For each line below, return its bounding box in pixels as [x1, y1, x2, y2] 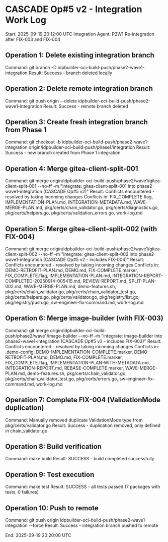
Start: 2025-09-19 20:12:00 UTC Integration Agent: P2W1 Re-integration [5, 31, 155, 37]
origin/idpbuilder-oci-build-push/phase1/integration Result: [28, 144, 151, 150]
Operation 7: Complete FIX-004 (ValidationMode [5, 396, 161, 404]
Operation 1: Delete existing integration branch [5, 51, 154, 60]
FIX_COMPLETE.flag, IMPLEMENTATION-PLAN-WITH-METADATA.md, [5, 359, 150, 365]
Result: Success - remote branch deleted [43, 103, 128, 109]
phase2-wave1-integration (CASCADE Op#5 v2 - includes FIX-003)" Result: [5, 338, 162, 344]
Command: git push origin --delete [5, 97, 77, 104]
